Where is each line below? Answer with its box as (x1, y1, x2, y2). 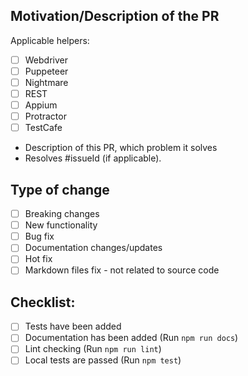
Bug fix (24, 230, 55, 243)
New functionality (24, 219, 98, 231)
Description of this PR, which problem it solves (24, 142, 218, 154)
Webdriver (24, 54, 68, 66)
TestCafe (24, 122, 63, 134)
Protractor (24, 110, 67, 123)
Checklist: (10, 294, 76, 311)
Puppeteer (24, 65, 69, 77)
